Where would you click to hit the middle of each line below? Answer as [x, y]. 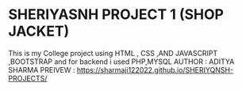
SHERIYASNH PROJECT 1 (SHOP [116, 15]
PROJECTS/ [28, 78]
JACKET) [39, 31]
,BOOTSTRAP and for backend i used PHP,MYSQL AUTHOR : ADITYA [121, 62]
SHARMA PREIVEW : [42, 69]
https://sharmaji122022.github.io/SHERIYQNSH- [155, 69]
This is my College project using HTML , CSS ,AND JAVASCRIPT [113, 53]
